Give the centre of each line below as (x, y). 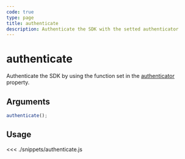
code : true (20, 12)
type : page (20, 18)
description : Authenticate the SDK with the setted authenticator (92, 29)
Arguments (28, 101)
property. (18, 82)
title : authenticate (33, 23)
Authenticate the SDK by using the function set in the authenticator (91, 76)
